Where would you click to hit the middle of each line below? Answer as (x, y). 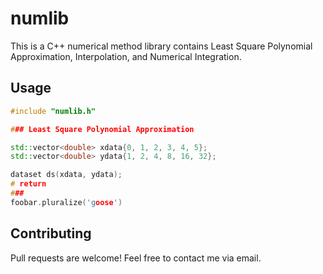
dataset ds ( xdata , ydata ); (66, 175)
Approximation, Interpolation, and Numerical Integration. (126, 56)
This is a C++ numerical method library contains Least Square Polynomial (161, 46)
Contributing (51, 233)
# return (28, 184)
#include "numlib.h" (53, 111)
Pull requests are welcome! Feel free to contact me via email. (136, 258)
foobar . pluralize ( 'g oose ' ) (66, 202)
